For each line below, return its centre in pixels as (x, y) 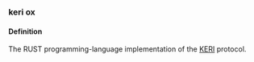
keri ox (22, 12)
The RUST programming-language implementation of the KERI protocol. (127, 49)
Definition (25, 31)
